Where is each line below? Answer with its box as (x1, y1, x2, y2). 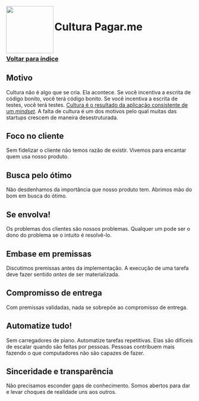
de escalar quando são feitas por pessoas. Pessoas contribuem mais (6, 343, 175, 350)
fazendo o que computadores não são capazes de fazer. (6, 349, 144, 357)
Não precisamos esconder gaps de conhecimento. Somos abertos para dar (6, 382, 191, 389)
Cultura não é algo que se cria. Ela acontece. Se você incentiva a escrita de (6, 88, 191, 96)
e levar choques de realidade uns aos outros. (6, 389, 117, 396)
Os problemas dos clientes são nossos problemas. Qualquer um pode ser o (6, 225, 191, 233)
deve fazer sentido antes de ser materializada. (6, 270, 120, 278)
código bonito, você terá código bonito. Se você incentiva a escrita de (6, 95, 178, 102)
